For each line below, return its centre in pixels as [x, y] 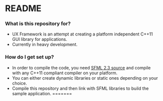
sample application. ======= [42, 93]
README [23, 8]
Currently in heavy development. [45, 45]
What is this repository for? [38, 24]
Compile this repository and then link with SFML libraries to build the [80, 88]
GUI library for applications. [40, 39]
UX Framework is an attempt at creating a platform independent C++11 [82, 34]
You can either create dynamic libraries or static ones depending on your [85, 78]
